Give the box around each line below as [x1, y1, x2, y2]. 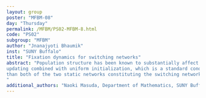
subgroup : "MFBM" [6, 37, 51, 43]
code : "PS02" [6, 32, 40, 38]
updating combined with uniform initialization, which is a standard [6, 65, 188, 72]
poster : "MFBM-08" [6, 15, 53, 21]
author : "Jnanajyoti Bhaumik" [6, 43, 84, 49]
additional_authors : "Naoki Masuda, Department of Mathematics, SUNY [6, 83, 188, 89]
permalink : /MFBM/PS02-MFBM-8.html [6, 26, 97, 32]
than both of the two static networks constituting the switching [6, 71, 180, 77]
